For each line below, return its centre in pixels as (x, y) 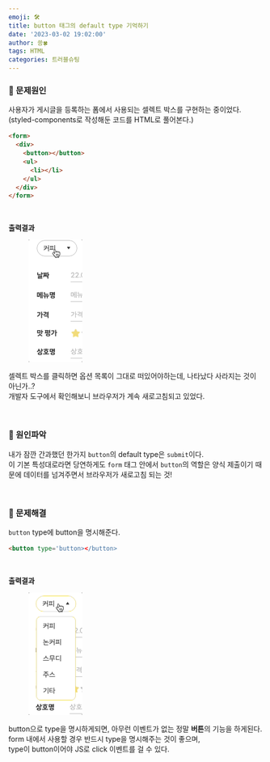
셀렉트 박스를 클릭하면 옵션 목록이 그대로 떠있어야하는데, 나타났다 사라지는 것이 (133, 376)
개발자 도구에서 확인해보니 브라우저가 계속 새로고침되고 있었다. (107, 396)
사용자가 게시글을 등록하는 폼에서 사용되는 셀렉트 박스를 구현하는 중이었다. (125, 110)
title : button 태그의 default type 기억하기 (79, 25)
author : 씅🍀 (28, 43)
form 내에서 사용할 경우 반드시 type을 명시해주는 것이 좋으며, (104, 739)
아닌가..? (22, 386)
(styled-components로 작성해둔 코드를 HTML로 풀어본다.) (101, 120)
